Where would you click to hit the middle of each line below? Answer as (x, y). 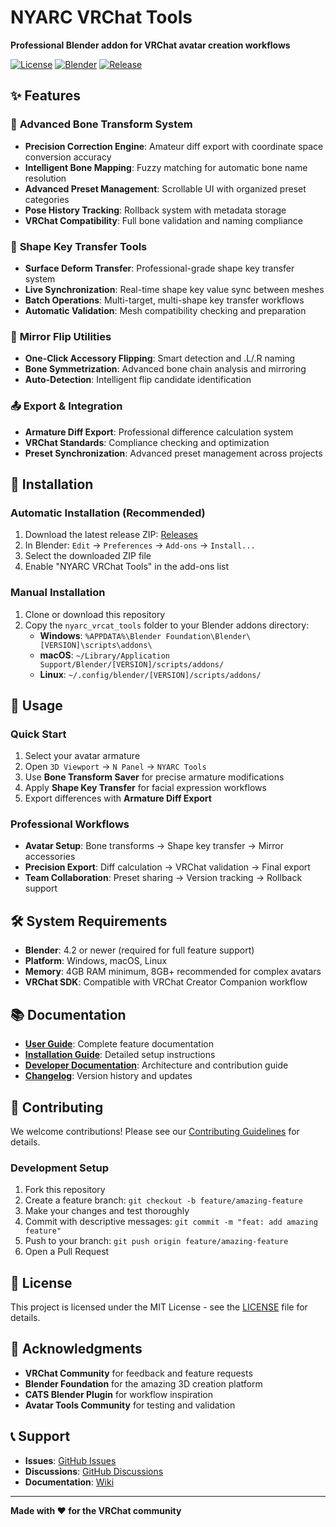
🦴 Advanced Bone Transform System (101, 124)
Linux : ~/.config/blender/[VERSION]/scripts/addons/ (150, 674)
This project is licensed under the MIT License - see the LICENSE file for (159, 1307)
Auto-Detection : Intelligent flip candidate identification (138, 380)
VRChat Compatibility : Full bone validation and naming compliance (163, 220)
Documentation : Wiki (69, 1482)
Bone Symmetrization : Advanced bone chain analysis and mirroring (165, 369)
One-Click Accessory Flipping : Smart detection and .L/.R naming (160, 358)
